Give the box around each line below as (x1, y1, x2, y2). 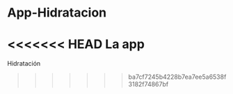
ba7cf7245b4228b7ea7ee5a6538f (128, 73, 227, 81)
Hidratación (7, 59, 41, 68)
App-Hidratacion (7, 5, 107, 21)
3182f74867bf (128, 80, 169, 88)
